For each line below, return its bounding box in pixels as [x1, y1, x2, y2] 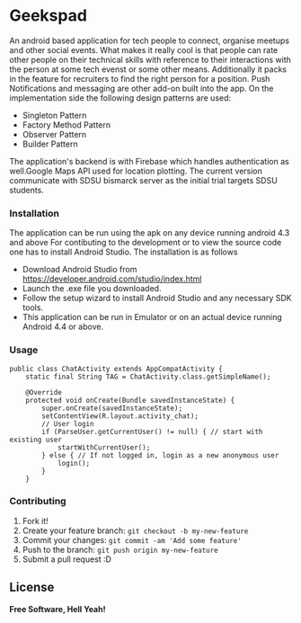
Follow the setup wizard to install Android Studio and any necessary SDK [22, 293, 292, 304]
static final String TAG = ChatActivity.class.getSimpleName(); [25, 372, 271, 381]
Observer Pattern [22, 129, 87, 139]
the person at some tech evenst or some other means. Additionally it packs [9, 64, 288, 75]
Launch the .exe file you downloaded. [22, 283, 162, 294]
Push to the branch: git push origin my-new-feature [22, 544, 218, 555]
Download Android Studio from [22, 264, 137, 275]
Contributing [9, 495, 66, 508]
